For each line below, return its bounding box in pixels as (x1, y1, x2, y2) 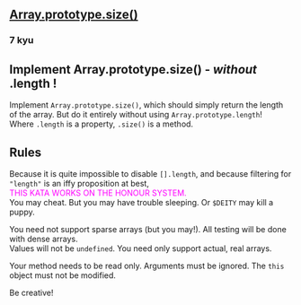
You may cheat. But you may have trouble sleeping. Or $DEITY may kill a (9, 196, 274, 207)
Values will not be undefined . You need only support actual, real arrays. (9, 242, 272, 254)
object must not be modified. (9, 269, 117, 281)
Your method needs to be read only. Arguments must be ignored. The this (9, 260, 285, 271)
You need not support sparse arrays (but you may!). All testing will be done (9, 223, 288, 234)
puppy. (9, 206, 36, 217)
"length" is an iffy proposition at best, (9, 178, 150, 188)
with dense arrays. (9, 233, 78, 244)
